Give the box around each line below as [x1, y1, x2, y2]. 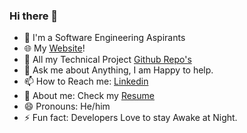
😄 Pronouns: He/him [23, 100, 111, 113]
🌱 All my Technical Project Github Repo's [23, 54, 192, 66]
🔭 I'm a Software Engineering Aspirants [23, 32, 186, 44]
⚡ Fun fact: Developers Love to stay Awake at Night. [23, 112, 238, 124]
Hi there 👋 [9, 9, 59, 23]
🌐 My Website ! [23, 42, 86, 54]
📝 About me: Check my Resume [23, 90, 155, 102]
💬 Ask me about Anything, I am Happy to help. [23, 64, 214, 76]
